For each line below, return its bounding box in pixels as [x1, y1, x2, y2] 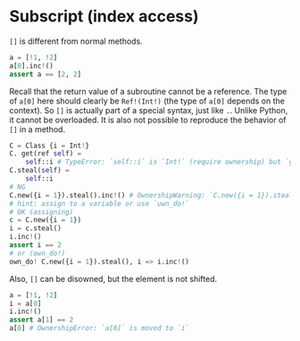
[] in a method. [9, 123, 65, 135]
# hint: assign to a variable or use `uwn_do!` [9, 199, 190, 208]
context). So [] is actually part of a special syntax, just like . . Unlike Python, [9, 104, 288, 115]
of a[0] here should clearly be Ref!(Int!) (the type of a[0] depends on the [9, 96, 286, 106]
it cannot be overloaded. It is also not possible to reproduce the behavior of [9, 114, 287, 125]
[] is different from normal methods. [9, 36, 143, 46]
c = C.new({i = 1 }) [9, 216, 82, 225]
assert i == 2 [9, 241, 62, 250]
